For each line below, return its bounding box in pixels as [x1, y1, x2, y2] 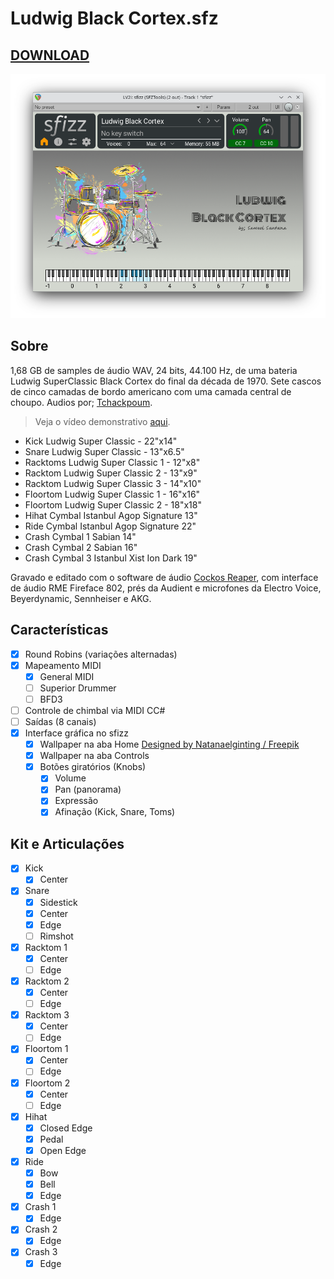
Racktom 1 [24, 941, 68, 953]
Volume [54, 772, 87, 784]
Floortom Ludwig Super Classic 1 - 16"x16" [24, 488, 201, 500]
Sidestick [39, 896, 78, 908]
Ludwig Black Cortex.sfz [10, 7, 219, 30]
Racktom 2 [24, 975, 70, 987]
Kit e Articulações [10, 835, 125, 852]
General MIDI [39, 670, 95, 682]
